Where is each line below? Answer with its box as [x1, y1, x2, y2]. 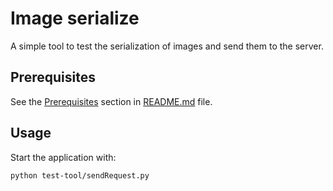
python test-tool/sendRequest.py [10, 170, 150, 181]
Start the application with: [10, 151, 117, 163]
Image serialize [10, 7, 140, 30]
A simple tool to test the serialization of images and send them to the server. [10, 40, 324, 52]
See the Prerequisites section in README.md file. [10, 95, 213, 107]
